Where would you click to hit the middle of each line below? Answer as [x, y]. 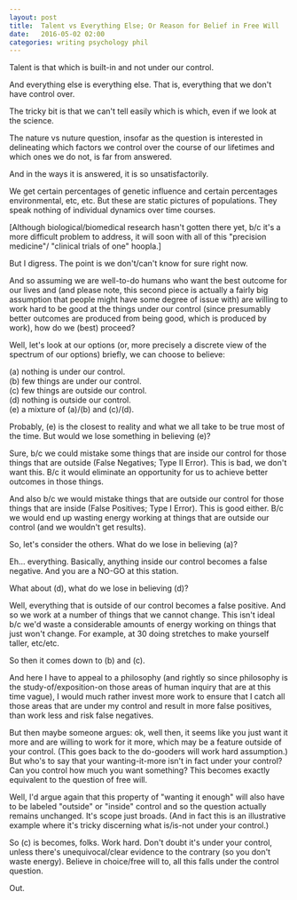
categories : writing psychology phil [79, 42]
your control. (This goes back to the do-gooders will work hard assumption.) [148, 752]
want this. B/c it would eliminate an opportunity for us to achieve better [139, 473]
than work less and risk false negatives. [82, 715]
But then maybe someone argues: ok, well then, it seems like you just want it [148, 733]
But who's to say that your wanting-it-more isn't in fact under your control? [146, 761]
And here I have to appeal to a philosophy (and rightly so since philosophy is [148, 678]
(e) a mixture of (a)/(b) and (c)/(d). [72, 410]
